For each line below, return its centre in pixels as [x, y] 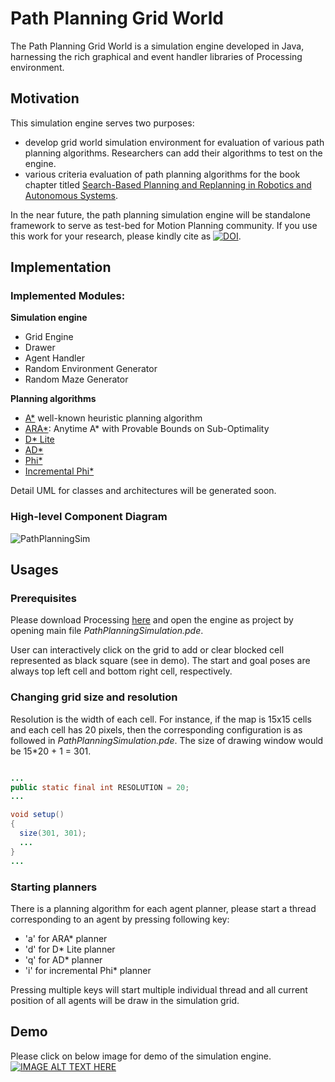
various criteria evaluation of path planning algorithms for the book [162, 174]
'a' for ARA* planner [66, 938]
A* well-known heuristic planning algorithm [113, 418]
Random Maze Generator [76, 379]
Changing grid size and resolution [94, 697]
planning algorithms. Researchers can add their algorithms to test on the [173, 153]
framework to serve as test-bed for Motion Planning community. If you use [164, 225]
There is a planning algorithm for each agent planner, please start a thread [163, 908]
